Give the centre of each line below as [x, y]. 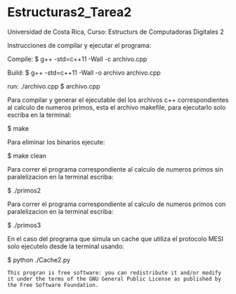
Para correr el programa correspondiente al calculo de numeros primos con [117, 204]
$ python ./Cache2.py [39, 260]
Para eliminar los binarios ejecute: [56, 142]
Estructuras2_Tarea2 [70, 12]
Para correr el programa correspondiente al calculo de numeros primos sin [115, 169]
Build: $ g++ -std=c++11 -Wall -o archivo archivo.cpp [84, 72]
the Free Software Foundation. [53, 285]
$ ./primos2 [24, 190]
